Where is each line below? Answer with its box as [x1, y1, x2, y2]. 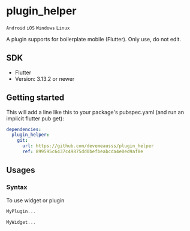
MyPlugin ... [6, 208, 36, 214]
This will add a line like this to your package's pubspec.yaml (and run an [6, 108, 185, 115]
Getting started [6, 93, 65, 103]
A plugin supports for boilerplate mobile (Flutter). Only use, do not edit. [6, 35, 182, 42]
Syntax [6, 183, 28, 192]
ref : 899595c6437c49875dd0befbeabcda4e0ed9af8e [22, 148, 144, 155]
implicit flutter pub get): [6, 115, 64, 122]
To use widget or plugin [6, 196, 65, 204]
